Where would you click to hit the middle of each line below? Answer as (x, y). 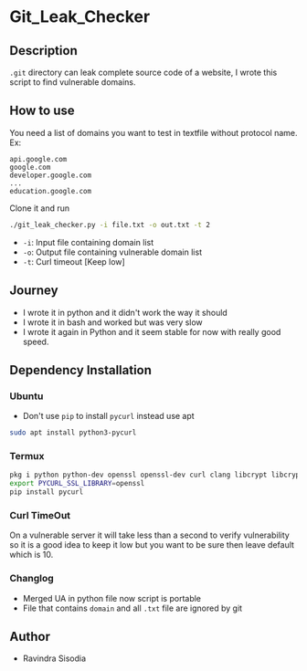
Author (30, 636)
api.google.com (38, 159)
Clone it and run (40, 208)
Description (43, 51)
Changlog (32, 579)
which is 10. (32, 555)
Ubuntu (26, 396)
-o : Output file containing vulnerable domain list (112, 252)
